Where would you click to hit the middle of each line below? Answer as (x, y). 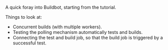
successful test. (29, 43)
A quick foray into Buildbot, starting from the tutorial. (61, 7)
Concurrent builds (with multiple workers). (57, 27)
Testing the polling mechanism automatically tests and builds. (78, 32)
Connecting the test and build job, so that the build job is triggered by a (88, 38)
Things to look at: (24, 17)
